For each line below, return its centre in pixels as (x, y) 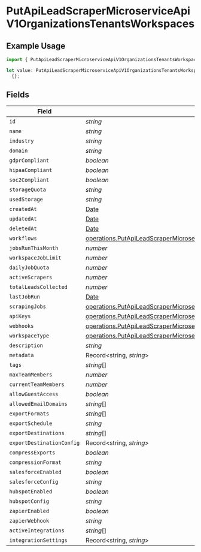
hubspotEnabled (31, 492)
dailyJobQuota (29, 268)
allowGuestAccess (34, 394)
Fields (18, 95)
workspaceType (29, 336)
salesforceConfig (34, 482)
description (26, 346)
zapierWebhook (29, 521)
